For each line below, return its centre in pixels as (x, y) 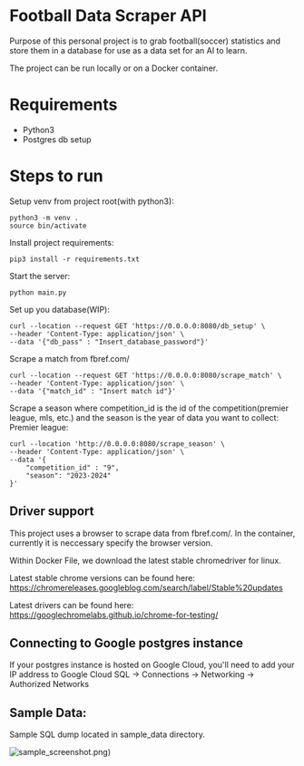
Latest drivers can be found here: (72, 605)
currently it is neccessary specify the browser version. (111, 543)
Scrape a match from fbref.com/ (69, 358)
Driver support (52, 512)
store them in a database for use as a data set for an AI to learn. (128, 50)
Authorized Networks (49, 684)
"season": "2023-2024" (69, 475)
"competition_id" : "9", (73, 468)
